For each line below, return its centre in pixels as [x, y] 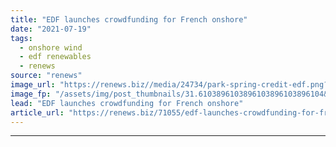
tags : [21, 38]
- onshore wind [51, 47]
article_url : [37, 112]
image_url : [33, 85]
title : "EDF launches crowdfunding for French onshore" [129, 19]
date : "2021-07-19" [51, 29]
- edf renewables [55, 57]
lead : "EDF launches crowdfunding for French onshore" [127, 103]
